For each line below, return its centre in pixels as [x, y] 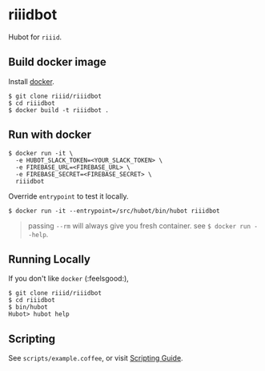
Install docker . [31, 81]
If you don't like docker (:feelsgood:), [69, 279]
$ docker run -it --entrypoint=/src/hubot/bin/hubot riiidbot [114, 211]
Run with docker [50, 135]
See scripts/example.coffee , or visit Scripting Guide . [96, 358]
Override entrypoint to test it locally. [69, 196]
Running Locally [49, 259]
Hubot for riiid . [35, 37]
